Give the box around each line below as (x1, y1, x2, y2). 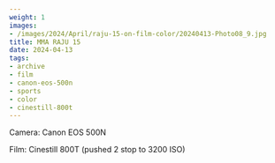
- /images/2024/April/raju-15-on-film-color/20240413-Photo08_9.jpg (9, 29, 267, 38)
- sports (9, 86, 42, 95)
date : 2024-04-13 (9, 46, 73, 55)
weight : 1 (9, 12, 46, 22)
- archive (9, 63, 46, 71)
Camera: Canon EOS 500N (9, 127, 107, 137)
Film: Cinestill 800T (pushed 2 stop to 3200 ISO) (9, 144, 186, 155)
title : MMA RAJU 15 (9, 37, 81, 47)
